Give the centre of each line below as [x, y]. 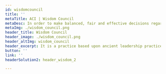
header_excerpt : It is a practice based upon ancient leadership [74, 46]
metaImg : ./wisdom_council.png [37, 28]
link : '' [14, 55]
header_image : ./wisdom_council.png [43, 37]
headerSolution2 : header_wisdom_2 [41, 60]
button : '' [16, 50]
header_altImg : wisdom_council [37, 42]
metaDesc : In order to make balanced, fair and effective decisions [77, 23]
